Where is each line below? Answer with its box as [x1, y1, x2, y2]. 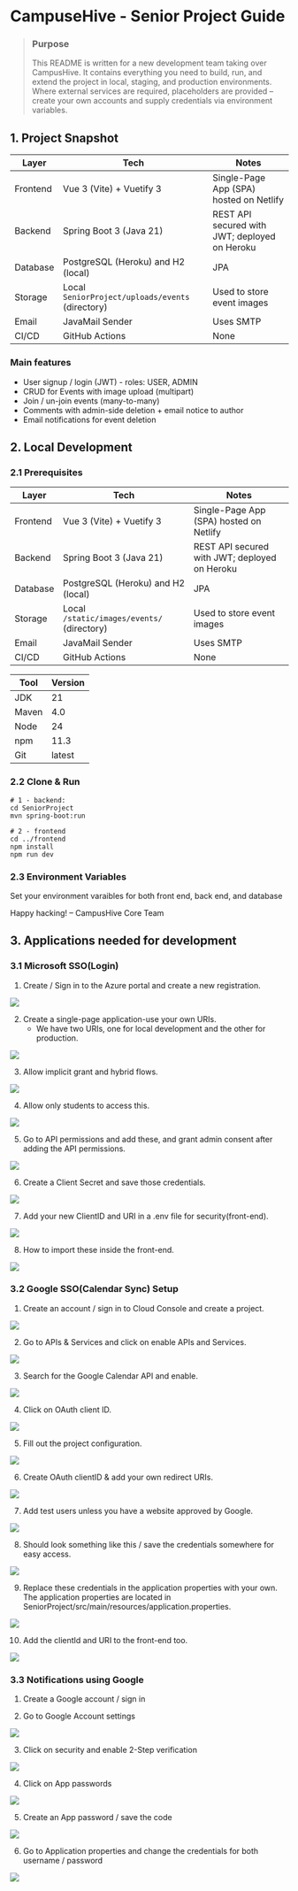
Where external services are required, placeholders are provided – [31, 86, 274, 96]
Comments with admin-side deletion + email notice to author [22, 404, 244, 415]
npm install [10, 842, 54, 851]
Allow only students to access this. [22, 1100, 149, 1111]
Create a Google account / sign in [22, 1694, 146, 1704]
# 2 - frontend [10, 826, 66, 835]
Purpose [31, 38, 70, 50]
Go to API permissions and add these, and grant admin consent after [22, 1134, 273, 1144]
